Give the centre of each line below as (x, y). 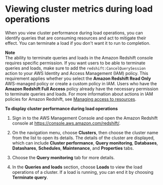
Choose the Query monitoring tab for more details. (63, 157)
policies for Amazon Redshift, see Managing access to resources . (71, 99)
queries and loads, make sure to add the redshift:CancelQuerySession (75, 68)
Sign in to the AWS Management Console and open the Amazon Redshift (85, 118)
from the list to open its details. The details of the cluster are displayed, (83, 138)
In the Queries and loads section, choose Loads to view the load (77, 167)
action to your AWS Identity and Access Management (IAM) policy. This (77, 73)
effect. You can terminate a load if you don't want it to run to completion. (78, 43)
